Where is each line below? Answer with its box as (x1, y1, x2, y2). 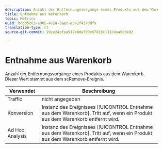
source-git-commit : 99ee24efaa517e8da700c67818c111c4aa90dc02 (5, 30, 133, 34)
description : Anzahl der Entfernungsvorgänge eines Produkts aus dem (5, 7, 149, 12)
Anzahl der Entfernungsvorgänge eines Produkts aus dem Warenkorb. (5, 71, 145, 77)
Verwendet (9, 87, 35, 94)
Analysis (7, 132, 27, 139)
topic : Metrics (5, 16, 36, 21)
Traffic (7, 96, 23, 102)
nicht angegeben (41, 96, 81, 102)
